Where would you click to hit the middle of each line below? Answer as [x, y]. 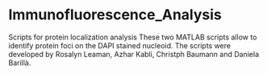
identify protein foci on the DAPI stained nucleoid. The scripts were [120, 45]
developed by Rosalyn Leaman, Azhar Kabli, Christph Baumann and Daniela [134, 54]
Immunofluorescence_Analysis [115, 15]
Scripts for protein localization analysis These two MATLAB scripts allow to [133, 37]
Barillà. [20, 63]
